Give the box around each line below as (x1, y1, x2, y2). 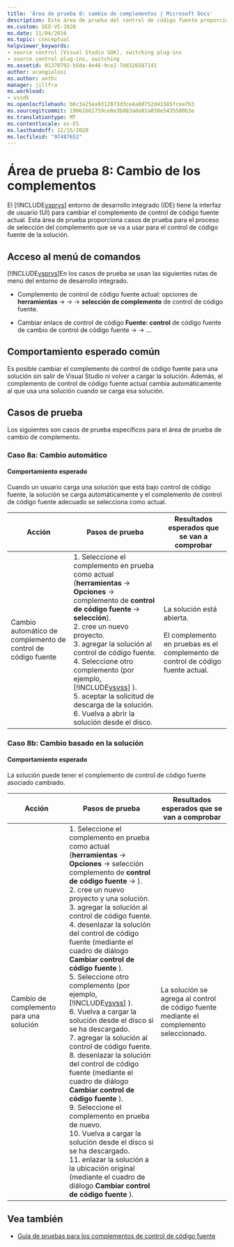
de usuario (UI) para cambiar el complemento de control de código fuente (7, 208, 219, 217)
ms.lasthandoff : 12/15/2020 (7, 127, 89, 134)
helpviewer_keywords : (7, 42, 70, 49)
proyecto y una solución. (69, 893, 150, 903)
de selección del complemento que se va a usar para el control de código (7, 223, 218, 232)
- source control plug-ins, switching (7, 56, 120, 63)
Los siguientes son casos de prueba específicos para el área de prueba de (7, 425, 221, 434)
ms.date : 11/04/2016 (7, 29, 68, 37)
